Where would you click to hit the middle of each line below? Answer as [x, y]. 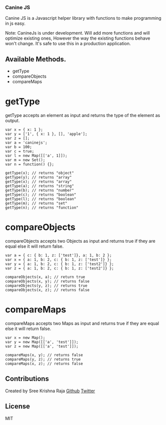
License [18, 406]
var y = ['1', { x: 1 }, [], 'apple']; [46, 134]
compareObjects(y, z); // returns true [46, 286]
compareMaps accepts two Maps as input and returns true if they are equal [82, 323]
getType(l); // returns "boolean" [41, 199]
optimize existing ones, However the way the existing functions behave [78, 38]
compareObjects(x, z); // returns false [48, 290]
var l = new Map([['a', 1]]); [36, 156]
